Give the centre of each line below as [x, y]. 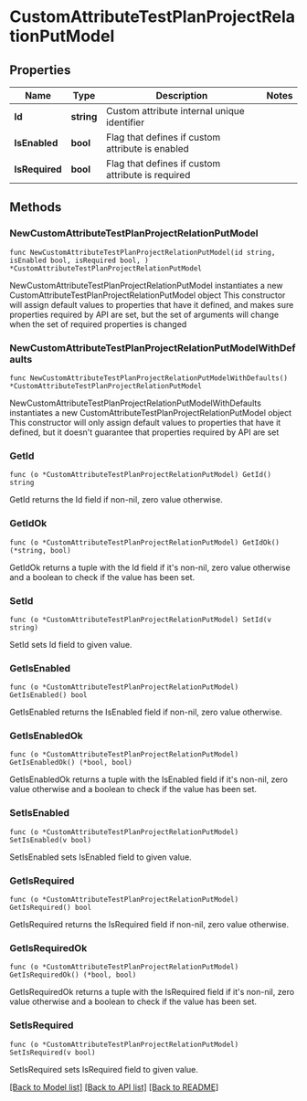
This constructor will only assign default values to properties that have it [145, 422]
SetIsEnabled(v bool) [51, 840]
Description [182, 95]
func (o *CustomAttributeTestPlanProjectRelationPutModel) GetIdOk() [145, 542]
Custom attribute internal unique [175, 111]
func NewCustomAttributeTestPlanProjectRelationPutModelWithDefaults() [148, 378]
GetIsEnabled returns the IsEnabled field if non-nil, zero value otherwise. [146, 712]
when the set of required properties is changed [98, 324]
